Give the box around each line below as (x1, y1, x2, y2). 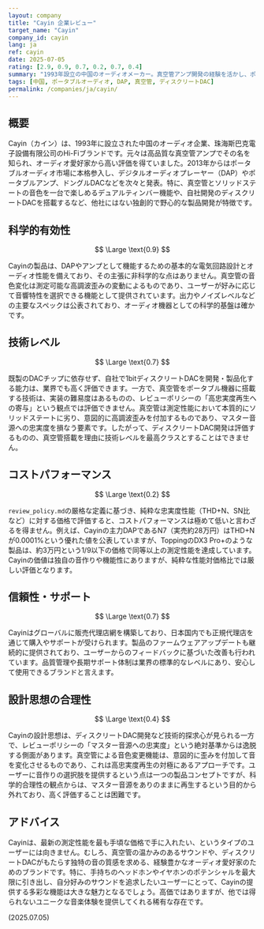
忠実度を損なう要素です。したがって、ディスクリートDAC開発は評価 (28, 423, 249, 432)
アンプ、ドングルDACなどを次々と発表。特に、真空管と (35, 179, 215, 188)
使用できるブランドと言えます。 (14, 668, 118, 677)
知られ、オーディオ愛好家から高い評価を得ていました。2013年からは (8, 159, 231, 168)
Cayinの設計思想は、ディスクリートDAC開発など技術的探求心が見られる (8, 731, 241, 740)
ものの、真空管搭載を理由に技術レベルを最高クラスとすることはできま (14, 432, 243, 442)
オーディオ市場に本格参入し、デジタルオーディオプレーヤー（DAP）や (21, 168, 249, 178)
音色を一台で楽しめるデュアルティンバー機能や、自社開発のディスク (28, 188, 249, 197)
